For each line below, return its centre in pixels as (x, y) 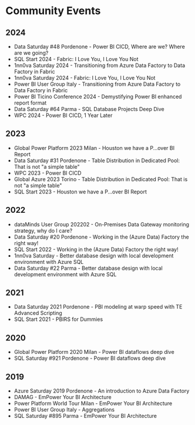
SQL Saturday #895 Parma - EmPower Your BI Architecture (85, 416)
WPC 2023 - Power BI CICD (48, 173)
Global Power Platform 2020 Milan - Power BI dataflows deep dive (94, 352)
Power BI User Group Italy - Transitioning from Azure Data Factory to (97, 84)
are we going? (31, 53)
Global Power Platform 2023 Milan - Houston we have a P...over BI (94, 148)
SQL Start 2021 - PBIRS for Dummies (58, 319)
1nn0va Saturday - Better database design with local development (94, 255)
